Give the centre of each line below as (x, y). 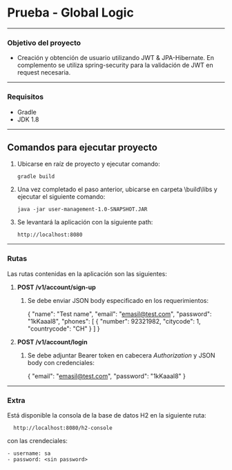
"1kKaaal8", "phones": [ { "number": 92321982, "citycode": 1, (114, 321)
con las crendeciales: (37, 440)
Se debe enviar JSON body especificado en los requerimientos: (118, 300)
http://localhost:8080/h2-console (63, 428)
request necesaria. (44, 72)
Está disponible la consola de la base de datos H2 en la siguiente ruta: (107, 415)
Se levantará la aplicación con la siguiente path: (85, 222)
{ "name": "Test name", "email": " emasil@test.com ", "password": (119, 314)
